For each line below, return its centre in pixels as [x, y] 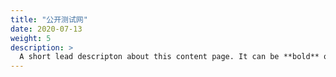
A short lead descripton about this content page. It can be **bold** [169, 57]
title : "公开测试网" [49, 19]
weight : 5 [31, 38]
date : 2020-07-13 [46, 29]
